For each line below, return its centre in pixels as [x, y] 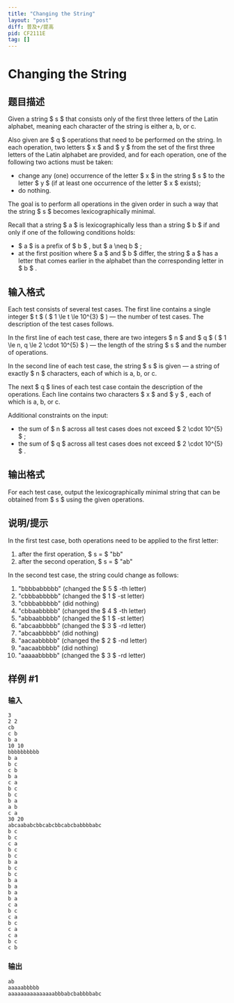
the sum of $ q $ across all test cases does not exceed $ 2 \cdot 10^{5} [120, 444]
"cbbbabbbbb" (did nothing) [58, 603]
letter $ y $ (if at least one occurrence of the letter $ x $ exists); [109, 183]
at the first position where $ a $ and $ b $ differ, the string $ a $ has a [118, 254]
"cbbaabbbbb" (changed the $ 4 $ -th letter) [82, 610]
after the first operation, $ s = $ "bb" [71, 554]
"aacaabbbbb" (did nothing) [58, 647]
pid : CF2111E [27, 33]
